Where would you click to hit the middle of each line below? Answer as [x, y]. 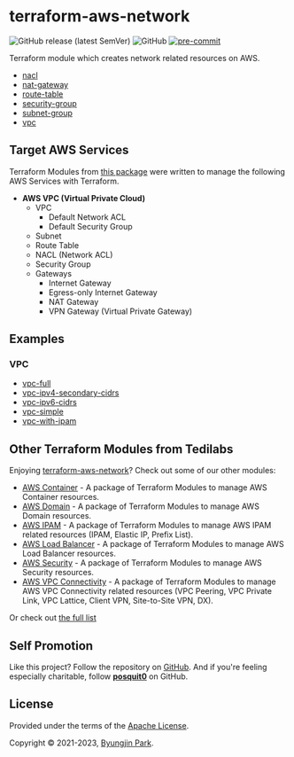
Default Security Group [90, 226]
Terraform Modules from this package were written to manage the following [147, 171]
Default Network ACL [87, 217]
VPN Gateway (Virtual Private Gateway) [120, 311]
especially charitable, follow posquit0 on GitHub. [99, 676]
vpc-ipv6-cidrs [49, 402]
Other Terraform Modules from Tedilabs [121, 449]
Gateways [54, 273]
